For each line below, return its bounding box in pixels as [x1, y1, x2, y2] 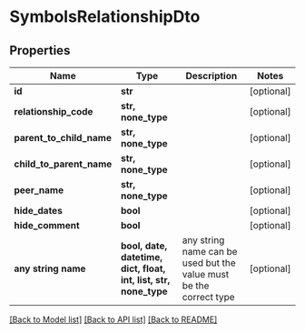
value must [182, 268, 230, 280]
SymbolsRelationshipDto [9, 6, 201, 27]
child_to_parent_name [14, 157, 113, 170]
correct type [182, 291, 235, 303]
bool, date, [121, 239, 168, 252]
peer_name [14, 184, 64, 197]
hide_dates [14, 205, 64, 217]
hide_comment [14, 219, 80, 231]
